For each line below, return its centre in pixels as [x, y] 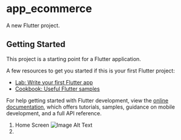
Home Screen [32, 125]
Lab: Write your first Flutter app [54, 82]
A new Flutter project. [33, 25]
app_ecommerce [49, 9]
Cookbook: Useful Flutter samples [57, 89]
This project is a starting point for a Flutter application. [74, 59]
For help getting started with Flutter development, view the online [87, 100]
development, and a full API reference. [54, 113]
